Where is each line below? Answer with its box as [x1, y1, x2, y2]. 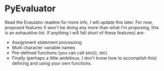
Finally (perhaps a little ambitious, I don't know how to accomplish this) [11, 55, 157, 61]
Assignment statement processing [11, 39, 82, 45]
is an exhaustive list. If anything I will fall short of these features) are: [4, 30, 145, 35]
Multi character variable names [11, 44, 75, 50]
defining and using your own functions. [11, 60, 92, 66]
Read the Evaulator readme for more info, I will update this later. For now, [4, 19, 153, 25]
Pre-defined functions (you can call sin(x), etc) [11, 50, 108, 56]
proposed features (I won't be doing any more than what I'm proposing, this [4, 24, 159, 30]
